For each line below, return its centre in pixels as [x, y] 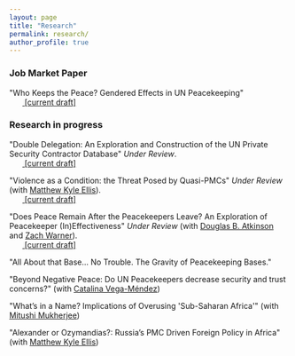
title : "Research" [43, 26]
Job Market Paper [48, 74]
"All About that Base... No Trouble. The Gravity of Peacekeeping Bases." [140, 262]
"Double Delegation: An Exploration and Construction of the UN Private [139, 144]
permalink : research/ [49, 34]
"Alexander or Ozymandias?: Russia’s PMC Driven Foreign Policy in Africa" [145, 332]
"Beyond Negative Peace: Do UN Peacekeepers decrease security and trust [147, 279]
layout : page [33, 17]
